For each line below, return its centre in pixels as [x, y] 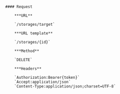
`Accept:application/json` [43, 82]
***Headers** [28, 69]
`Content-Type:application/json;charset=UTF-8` [65, 86]
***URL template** [34, 33]
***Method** [27, 51]
